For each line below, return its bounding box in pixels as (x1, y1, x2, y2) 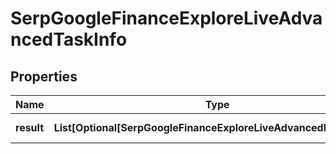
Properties (10, 68, 78, 85)
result (15, 121, 45, 134)
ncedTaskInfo (10, 28, 128, 51)
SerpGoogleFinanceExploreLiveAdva (10, 7, 323, 30)
